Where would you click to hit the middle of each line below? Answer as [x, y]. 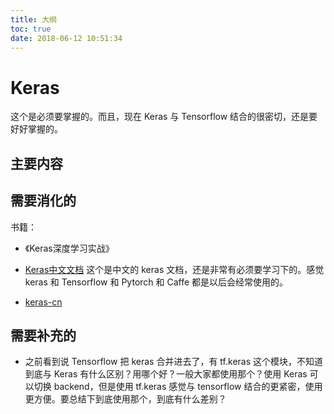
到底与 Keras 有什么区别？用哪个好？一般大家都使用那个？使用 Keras [166, 374]
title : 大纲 [33, 19]
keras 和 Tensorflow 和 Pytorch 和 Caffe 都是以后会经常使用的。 [156, 282]
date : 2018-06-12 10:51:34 [66, 38]
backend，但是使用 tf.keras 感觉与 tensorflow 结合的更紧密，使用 [188, 387]
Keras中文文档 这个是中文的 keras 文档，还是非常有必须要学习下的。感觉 [174, 269]
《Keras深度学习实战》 [69, 248]
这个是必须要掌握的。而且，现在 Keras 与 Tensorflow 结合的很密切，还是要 [164, 117]
